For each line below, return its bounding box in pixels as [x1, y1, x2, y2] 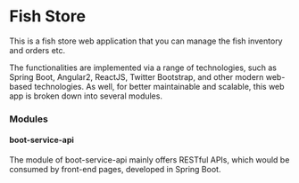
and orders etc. [9, 44, 66, 55]
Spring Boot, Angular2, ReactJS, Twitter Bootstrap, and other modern [9, 71, 264, 82]
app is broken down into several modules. [9, 91, 163, 101]
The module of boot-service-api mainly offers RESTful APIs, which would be [9, 155, 290, 165]
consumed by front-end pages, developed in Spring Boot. [9, 164, 221, 175]
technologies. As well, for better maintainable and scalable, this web [34, 81, 285, 91]
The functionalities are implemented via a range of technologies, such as [9, 62, 277, 73]
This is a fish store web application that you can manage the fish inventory [9, 36, 283, 46]
